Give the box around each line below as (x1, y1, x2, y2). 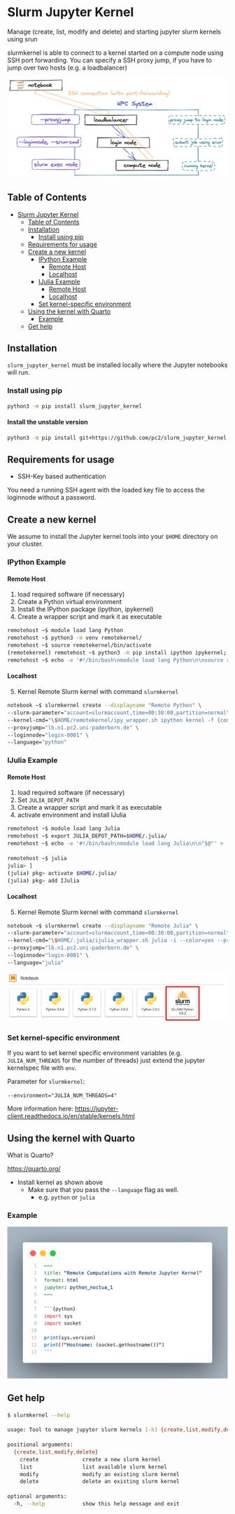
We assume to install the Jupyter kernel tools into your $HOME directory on (7, 532, 218, 541)
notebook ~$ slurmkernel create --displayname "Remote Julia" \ (7, 922, 199, 930)
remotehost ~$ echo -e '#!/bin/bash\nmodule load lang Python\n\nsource (7, 657, 224, 664)
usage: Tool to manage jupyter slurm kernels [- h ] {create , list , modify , (7, 1426, 224, 1433)
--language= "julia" (7, 959, 64, 966)
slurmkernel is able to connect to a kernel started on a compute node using (7, 48, 224, 57)
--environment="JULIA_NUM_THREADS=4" (7, 1092, 117, 1099)
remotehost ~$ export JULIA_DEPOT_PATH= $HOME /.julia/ (7, 833, 168, 840)
